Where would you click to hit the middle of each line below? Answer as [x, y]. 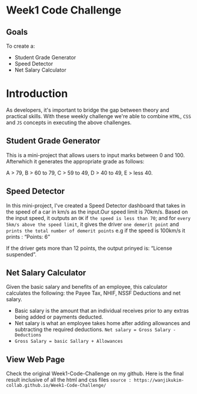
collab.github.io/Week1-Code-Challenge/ [56, 386]
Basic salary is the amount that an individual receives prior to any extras [102, 311]
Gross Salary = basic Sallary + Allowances [69, 342]
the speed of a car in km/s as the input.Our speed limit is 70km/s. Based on [97, 212]
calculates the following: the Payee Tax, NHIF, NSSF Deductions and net [94, 293]
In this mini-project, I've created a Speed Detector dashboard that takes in [96, 205]
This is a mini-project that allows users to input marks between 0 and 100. [96, 155]
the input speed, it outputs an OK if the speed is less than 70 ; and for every [98, 218]
